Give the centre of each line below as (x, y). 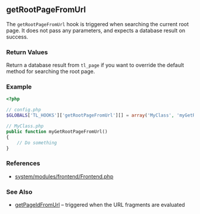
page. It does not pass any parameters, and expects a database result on (96, 30)
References (23, 163)
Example (19, 87)
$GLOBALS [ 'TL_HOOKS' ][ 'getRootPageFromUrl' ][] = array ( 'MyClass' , (90, 115)
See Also (19, 191)
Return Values (27, 52)
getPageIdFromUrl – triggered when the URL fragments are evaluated (100, 205)
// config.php (24, 110)
